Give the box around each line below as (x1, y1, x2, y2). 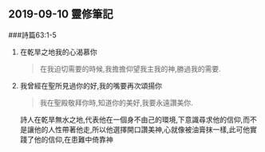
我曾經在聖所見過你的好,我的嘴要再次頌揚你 (19, 80, 162, 90)
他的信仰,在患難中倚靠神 (34, 134, 113, 144)
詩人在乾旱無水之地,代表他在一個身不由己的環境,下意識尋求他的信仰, (19, 115, 243, 124)
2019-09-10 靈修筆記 (8, 7, 113, 21)
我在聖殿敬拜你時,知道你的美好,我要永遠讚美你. (39, 98, 193, 107)
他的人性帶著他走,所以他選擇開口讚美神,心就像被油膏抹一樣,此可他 (34, 124, 250, 134)
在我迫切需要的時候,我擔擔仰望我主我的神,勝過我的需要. (39, 64, 221, 73)
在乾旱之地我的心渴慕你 (19, 47, 97, 57)
